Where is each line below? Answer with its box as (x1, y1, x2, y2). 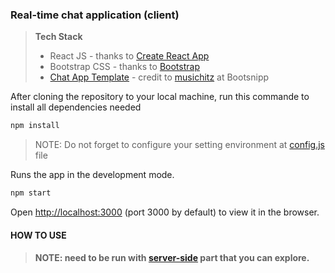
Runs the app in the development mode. (10, 169, 175, 181)
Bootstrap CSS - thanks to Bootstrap (49, 61, 200, 73)
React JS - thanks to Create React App (49, 50, 210, 62)
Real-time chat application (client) (10, 8, 180, 22)
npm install (10, 121, 60, 131)
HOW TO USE (10, 229, 67, 241)
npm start (10, 188, 52, 198)
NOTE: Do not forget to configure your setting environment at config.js (34, 139, 325, 151)
